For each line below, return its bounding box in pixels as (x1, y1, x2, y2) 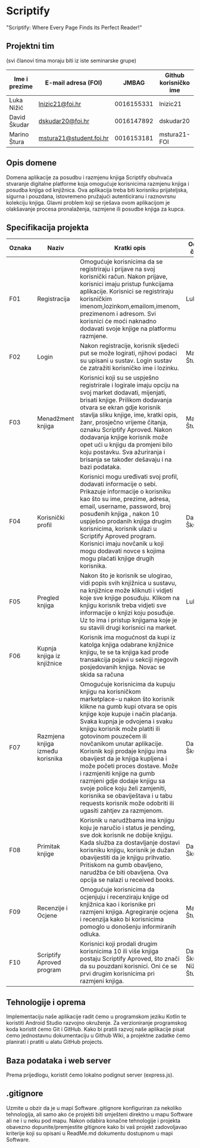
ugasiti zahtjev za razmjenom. (80, 806, 164, 815)
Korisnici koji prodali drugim (80, 940, 158, 948)
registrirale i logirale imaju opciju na (80, 381, 180, 389)
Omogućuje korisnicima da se (80, 258, 163, 266)
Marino (9, 130, 29, 138)
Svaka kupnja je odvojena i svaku (80, 717, 173, 725)
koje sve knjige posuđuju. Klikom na (80, 594, 180, 602)
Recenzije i (37, 904, 68, 912)
